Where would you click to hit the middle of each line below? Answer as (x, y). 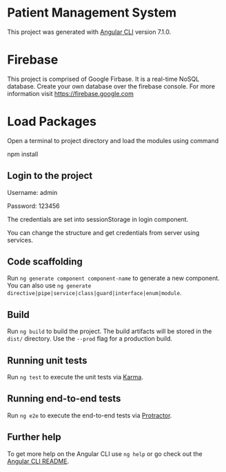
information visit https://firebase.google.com (71, 93)
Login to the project (50, 176)
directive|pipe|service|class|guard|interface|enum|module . (94, 293)
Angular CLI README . (38, 461)
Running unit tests (47, 360)
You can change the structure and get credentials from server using (103, 232)
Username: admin (32, 192)
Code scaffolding (45, 262)
